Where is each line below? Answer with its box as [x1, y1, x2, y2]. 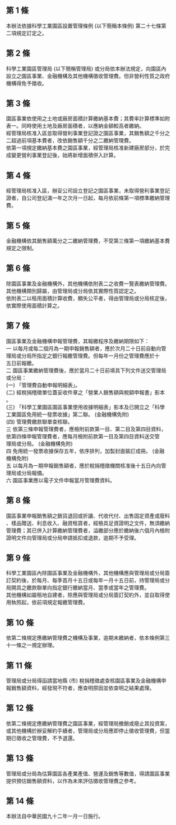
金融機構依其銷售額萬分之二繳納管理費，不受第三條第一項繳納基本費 [6, 237, 170, 244]
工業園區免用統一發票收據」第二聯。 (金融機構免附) [6, 411, 130, 418]
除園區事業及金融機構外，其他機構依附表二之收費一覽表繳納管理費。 [6, 280, 170, 287]
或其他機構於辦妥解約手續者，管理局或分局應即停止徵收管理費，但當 [6, 727, 170, 734]
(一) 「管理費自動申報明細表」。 [6, 381, 81, 388]
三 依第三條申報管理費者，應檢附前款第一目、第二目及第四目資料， [6, 425, 167, 432]
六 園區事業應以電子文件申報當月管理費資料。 [6, 476, 115, 483]
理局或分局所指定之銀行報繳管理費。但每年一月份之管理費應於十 [6, 352, 160, 359]
